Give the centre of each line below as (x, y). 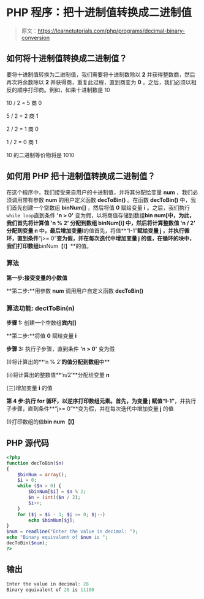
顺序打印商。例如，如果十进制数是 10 (63, 90)
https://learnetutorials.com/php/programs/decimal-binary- (111, 31)
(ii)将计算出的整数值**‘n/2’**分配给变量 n (58, 375)
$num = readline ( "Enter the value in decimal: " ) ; (72, 531)
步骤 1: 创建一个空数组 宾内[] (41, 323)
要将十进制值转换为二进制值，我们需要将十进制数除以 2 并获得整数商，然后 (101, 74)
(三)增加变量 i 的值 (29, 388)
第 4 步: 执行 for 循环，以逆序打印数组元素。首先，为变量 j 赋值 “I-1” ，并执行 (101, 401)
